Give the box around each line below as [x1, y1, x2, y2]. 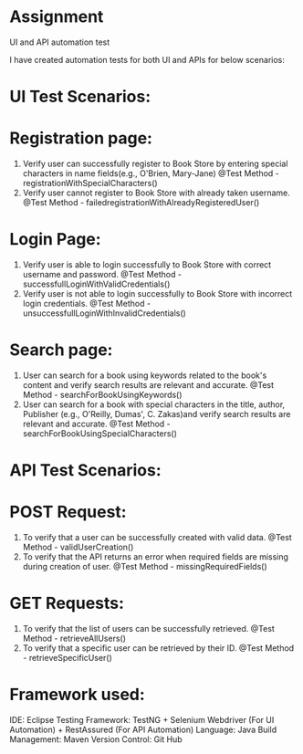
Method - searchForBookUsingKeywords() [22, 389, 183, 400]
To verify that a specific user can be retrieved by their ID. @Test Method [22, 643, 295, 654]
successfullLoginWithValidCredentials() [22, 278, 171, 289]
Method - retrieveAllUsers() [22, 633, 126, 644]
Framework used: [9, 685, 146, 705]
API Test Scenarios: [9, 460, 162, 481]
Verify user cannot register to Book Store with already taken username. [22, 187, 290, 198]
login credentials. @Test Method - [22, 298, 151, 309]
